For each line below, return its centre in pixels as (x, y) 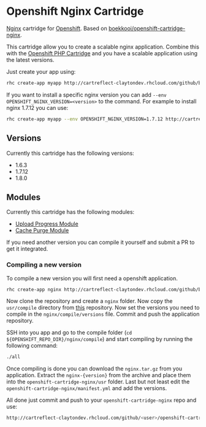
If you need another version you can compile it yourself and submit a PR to (101, 242)
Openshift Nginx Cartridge (75, 11)
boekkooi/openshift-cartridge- (147, 28)
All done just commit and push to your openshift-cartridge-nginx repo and (101, 400)
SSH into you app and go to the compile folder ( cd (69, 332)
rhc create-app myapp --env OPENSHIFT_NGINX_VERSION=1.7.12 (85, 119)
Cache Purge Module (42, 230)
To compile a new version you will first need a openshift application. (92, 278)
